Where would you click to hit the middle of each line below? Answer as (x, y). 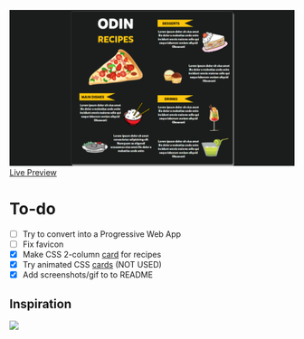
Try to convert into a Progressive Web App (102, 234)
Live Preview (33, 172)
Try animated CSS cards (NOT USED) (92, 265)
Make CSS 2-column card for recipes (92, 254)
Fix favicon (43, 244)
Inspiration (41, 304)
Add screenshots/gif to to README (88, 275)
